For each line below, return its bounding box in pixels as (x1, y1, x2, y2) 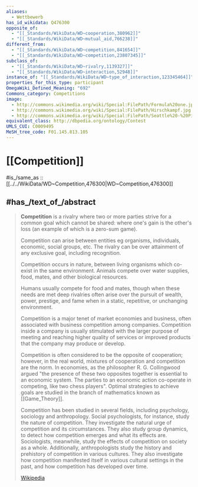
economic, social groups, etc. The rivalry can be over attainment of (20, 243, 184, 250)
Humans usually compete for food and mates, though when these (20, 284, 180, 291)
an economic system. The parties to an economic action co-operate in (20, 376, 192, 383)
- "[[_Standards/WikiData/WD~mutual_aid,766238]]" (11, 36, 138, 42)
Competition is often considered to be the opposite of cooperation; (20, 351, 183, 358)
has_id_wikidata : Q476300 (6, 19, 70, 25)
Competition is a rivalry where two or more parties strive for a (20, 213, 172, 220)
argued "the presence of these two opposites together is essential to (20, 370, 188, 377)
